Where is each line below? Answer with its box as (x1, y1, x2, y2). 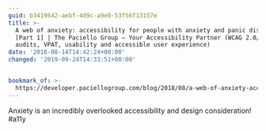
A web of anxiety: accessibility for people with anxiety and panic (15, 26, 246, 34)
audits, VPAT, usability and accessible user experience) (15, 41, 211, 49)
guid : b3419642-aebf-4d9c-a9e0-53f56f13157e (8, 11, 158, 20)
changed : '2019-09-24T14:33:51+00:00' (8, 56, 136, 64)
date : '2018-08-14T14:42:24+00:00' (8, 48, 126, 56)
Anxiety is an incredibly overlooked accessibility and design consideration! (8, 106, 252, 115)
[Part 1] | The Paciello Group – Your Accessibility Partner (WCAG (15, 33, 243, 42)
